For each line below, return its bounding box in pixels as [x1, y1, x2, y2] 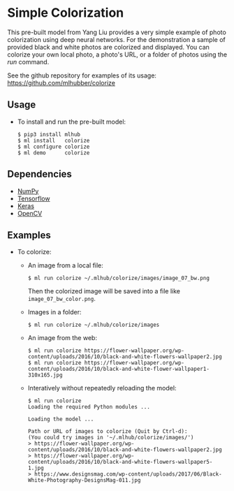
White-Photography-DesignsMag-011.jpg [27, 477, 141, 484]
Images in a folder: [27, 308, 82, 316]
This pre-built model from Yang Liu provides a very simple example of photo [7, 28, 227, 36]
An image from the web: [27, 334, 98, 342]
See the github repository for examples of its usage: [7, 71, 157, 80]
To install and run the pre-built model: [17, 117, 126, 126]
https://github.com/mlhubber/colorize [7, 78, 115, 87]
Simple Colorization [7, 5, 124, 21]
